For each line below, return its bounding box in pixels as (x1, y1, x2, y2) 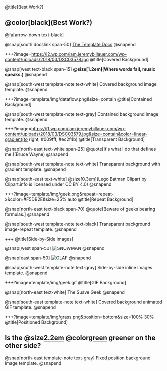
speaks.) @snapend (5, 71, 47, 77)
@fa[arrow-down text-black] (5, 32, 64, 38)
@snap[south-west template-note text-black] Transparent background (5, 221, 151, 227)
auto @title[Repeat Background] (67, 196, 134, 202)
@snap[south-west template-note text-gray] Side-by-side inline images (5, 264, 153, 270)
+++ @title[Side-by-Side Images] (5, 236, 74, 242)
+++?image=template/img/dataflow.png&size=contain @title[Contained (5, 96, 152, 102)
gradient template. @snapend (5, 166, 66, 172)
